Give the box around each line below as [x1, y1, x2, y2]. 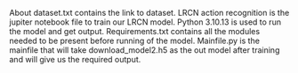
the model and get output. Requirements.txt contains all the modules [9, 26, 261, 36]
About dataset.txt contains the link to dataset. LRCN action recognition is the [9, 8, 290, 18]
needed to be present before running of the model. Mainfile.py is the [9, 35, 261, 46]
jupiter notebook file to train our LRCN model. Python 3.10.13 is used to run [9, 17, 282, 27]
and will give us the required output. [9, 55, 141, 64]
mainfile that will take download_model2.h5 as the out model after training [9, 45, 280, 55]
